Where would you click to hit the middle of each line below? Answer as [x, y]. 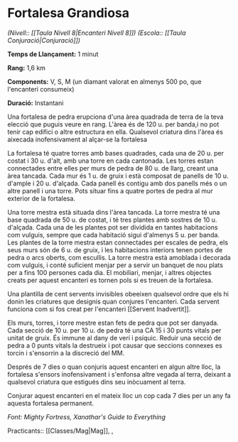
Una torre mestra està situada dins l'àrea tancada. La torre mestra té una [114, 212]
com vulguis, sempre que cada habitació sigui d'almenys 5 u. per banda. [114, 235]
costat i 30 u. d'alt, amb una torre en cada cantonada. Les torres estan [111, 161]
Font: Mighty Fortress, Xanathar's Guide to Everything [86, 416]
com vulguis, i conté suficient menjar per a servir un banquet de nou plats [115, 265]
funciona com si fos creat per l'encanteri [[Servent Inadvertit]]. [99, 309]
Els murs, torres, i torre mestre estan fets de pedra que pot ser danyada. [113, 323]
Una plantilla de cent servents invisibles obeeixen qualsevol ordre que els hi [118, 293]
